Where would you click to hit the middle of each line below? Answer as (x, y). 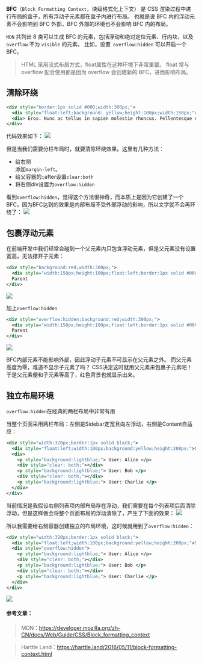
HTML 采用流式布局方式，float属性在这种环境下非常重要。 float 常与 (105, 64)
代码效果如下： (25, 136)
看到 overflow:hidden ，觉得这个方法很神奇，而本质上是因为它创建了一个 (95, 197)
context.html (36, 654)
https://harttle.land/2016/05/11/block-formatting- (117, 647)
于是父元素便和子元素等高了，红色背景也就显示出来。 (72, 375)
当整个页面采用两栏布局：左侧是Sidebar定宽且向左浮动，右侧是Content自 (97, 424)
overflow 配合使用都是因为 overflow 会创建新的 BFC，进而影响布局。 (106, 72)
